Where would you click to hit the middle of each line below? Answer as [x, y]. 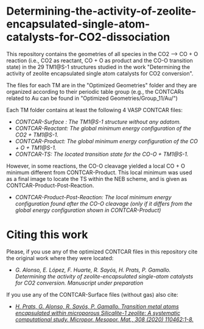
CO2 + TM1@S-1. [37, 135]
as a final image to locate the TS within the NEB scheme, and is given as [97, 179]
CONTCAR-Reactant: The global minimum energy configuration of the [103, 128]
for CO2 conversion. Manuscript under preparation [79, 283]
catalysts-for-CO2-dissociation [88, 37]
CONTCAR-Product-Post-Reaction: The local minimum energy [93, 197]
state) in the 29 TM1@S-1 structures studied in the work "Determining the [98, 67]
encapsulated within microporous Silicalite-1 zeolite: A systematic [98, 313]
